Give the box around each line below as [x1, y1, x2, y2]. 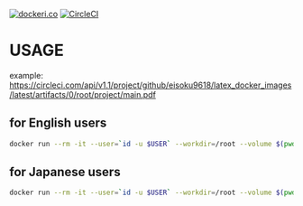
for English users [9, 116, 107, 131]
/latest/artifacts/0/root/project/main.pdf [9, 89, 156, 99]
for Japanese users [9, 164, 121, 180]
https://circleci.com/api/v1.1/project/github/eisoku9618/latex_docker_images [9, 80, 292, 90]
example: [9, 70, 43, 80]
